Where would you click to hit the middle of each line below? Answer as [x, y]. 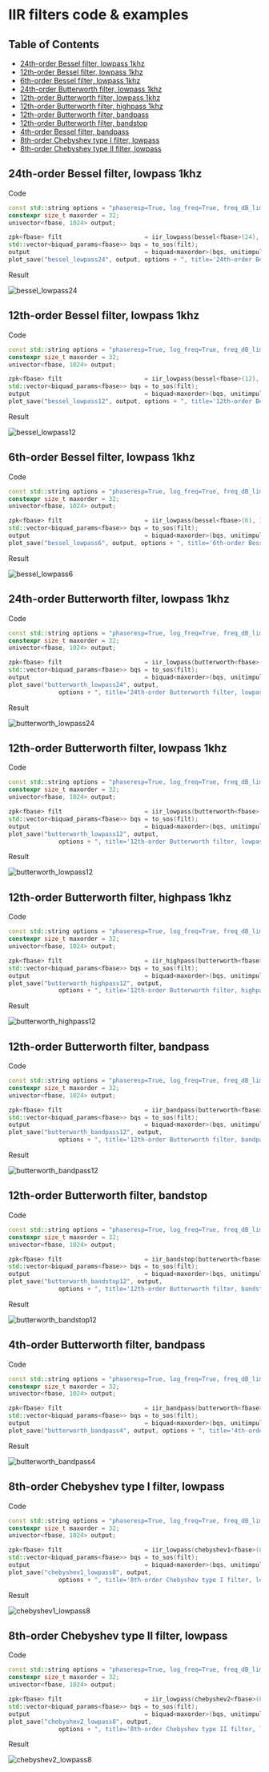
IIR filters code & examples [98, 15]
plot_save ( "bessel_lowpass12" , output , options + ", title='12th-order [130, 402]
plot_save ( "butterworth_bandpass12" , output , [85, 1132]
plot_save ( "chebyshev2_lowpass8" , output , [80, 1722]
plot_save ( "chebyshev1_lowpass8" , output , [80, 1572]
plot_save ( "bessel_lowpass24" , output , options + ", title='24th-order [130, 260]
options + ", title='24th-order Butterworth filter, [149, 692]
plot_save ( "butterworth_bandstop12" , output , [85, 1282]
